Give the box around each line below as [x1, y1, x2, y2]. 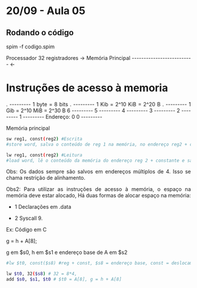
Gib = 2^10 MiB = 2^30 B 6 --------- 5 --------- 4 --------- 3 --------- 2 [6, 107, 181, 114]
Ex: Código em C [6, 226, 47, 233]
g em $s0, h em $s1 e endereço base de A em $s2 [6, 249, 128, 256]
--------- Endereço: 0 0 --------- [22, 113, 103, 120]
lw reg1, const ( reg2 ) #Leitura [6, 152, 83, 158]
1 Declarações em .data [14, 203, 72, 210]
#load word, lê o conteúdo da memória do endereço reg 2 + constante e [6, 158, 185, 163]
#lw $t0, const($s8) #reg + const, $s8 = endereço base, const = [6, 260, 169, 266]
